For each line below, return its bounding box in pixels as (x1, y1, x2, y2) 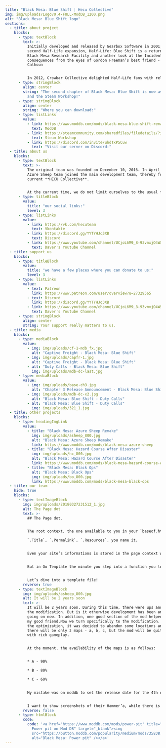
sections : (5, 21, 26, 26)
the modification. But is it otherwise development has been (27, 610, 156, 615)
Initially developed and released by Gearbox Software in (27, 44, 149, 49)
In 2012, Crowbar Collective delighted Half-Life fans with (27, 76, 154, 80)
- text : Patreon (27, 286, 61, 291)
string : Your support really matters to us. (23, 323, 116, 328)
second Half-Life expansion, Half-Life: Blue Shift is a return (27, 48, 163, 53)
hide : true (14, 488, 37, 493)
